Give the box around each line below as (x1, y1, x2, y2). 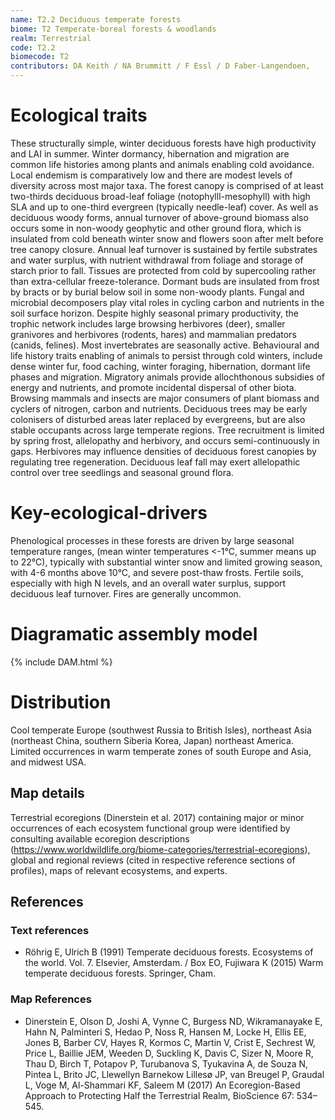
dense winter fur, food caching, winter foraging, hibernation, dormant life (10, 360, 311, 372)
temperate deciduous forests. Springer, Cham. (24, 967, 217, 980)
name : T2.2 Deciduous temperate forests (10, 14, 182, 25)
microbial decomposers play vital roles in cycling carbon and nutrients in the (10, 296, 325, 308)
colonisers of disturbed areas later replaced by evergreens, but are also (10, 413, 306, 425)
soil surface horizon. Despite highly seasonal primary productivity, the (10, 307, 299, 319)
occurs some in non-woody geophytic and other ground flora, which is (10, 222, 302, 234)
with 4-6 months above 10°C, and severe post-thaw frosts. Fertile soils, (10, 566, 304, 578)
